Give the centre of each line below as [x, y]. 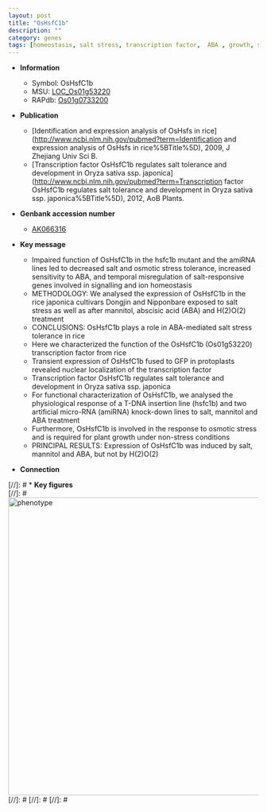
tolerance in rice [58, 336]
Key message [43, 245]
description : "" [35, 30]
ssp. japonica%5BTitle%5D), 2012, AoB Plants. [108, 199]
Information [40, 68]
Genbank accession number [67, 214]
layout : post [30, 15]
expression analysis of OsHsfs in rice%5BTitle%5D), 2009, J [131, 148]
